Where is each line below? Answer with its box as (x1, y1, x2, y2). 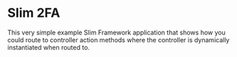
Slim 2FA (7, 5, 60, 21)
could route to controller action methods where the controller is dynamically (7, 35, 230, 44)
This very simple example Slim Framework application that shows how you (7, 28, 226, 37)
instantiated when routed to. (7, 43, 90, 51)
